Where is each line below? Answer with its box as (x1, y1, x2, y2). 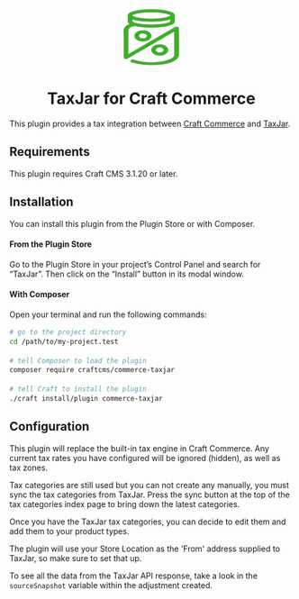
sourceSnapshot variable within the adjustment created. (9, 579, 213, 590)
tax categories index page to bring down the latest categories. (9, 498, 240, 509)
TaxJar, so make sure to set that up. (9, 552, 142, 563)
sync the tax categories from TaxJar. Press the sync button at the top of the (9, 489, 290, 500)
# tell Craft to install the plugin (9, 385, 147, 394)
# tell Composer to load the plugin (9, 356, 147, 365)
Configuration (9, 419, 90, 434)
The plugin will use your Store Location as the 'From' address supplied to (9, 543, 281, 554)
